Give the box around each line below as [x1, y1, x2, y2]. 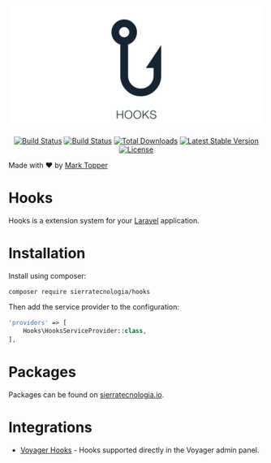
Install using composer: [8, 270, 87, 280]
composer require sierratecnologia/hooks [8, 288, 151, 296]
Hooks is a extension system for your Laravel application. [8, 215, 200, 225]
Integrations [8, 418, 93, 437]
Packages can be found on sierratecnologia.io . [8, 390, 165, 400]
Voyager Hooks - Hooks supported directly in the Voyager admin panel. [19, 445, 260, 455]
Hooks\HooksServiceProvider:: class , [23, 327, 148, 335]
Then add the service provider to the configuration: [8, 301, 180, 311]
